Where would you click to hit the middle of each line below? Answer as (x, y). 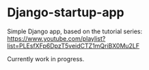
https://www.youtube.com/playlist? (56, 38)
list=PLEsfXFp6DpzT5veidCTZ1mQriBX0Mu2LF (73, 46)
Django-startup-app (66, 13)
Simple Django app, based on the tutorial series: (75, 31)
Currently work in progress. (46, 58)
